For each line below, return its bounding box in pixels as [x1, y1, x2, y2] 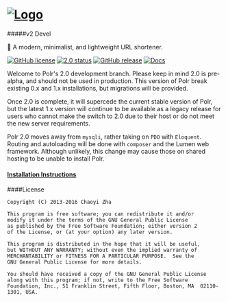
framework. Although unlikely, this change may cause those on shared [7, 147, 206, 155]
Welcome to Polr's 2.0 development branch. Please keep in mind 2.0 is [7, 69, 207, 78]
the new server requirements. [7, 119, 90, 127]
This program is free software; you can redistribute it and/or [7, 211, 194, 218]
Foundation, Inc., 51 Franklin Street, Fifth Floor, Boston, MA [7, 283, 194, 290]
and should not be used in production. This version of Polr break [25, 76, 207, 85]
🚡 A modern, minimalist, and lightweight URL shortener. [7, 43, 163, 51]
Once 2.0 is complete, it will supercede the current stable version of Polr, [7, 97, 213, 106]
